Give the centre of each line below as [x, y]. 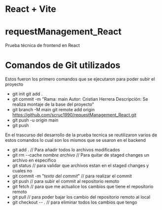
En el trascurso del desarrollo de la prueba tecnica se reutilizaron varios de [81, 135]
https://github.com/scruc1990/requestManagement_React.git [74, 115]
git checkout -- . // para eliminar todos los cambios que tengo [75, 202]
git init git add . [27, 94]
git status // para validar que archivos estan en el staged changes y [81, 166]
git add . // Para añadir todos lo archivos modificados [66, 150]
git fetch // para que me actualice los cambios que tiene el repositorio [83, 187]
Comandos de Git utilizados [63, 65]
